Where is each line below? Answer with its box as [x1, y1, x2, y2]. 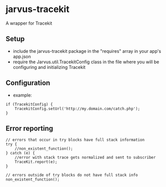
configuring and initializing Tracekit [12, 64, 85, 70]
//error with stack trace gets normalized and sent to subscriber [14, 155, 156, 160]
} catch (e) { [5, 151, 35, 156]
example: [12, 92, 32, 98]
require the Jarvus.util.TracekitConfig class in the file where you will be [12, 59, 159, 65]
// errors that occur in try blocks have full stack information [5, 137, 144, 143]
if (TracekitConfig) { [5, 102, 53, 107]
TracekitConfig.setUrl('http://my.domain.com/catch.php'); [14, 106, 140, 111]
